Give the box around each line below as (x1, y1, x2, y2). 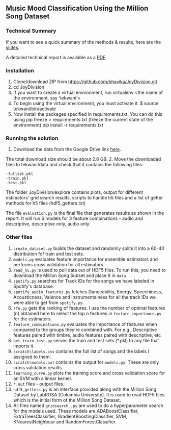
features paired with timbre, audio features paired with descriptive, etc (13, 332, 161, 338)
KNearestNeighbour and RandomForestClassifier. (13, 418, 117, 425)
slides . (6, 44, 20, 50)
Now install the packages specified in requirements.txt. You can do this (13, 111, 162, 117)
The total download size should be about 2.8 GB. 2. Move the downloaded (6, 156, 161, 162)
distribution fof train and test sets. (13, 250, 84, 257)
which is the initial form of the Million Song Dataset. (13, 397, 121, 403)
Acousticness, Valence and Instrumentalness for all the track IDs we (13, 294, 156, 300)
